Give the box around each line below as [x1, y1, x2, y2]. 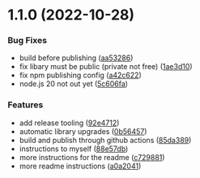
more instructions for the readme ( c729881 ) [19, 152, 165, 162]
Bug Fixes [7, 35, 48, 46]
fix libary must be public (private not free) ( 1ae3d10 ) [19, 62, 193, 72]
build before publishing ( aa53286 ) [19, 53, 134, 63]
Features [7, 99, 44, 111]
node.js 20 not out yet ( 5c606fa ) [19, 79, 129, 89]
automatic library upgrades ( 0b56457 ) [19, 126, 147, 136]
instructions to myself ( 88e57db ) [19, 144, 129, 154]
